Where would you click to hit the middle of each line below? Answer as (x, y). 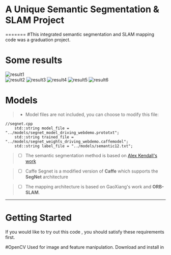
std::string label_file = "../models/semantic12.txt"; (74, 146)
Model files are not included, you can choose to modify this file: (92, 114)
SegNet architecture (47, 177)
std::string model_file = (42, 128)
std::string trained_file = (44, 137)
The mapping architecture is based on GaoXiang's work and (88, 186)
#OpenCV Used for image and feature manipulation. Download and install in (85, 247)
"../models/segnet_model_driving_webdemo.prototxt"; (62, 133)
